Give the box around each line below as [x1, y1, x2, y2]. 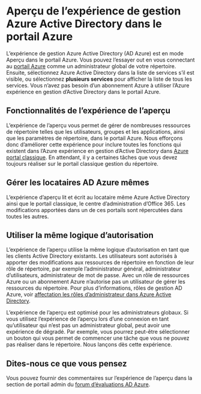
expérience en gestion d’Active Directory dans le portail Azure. [6, 88, 161, 95]
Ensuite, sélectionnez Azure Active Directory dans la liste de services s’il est [6, 69, 195, 76]
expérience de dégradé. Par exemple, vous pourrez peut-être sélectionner [6, 328, 190, 336]
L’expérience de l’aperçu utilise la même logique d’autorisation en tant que [6, 246, 190, 254]
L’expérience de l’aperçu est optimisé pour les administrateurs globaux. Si [6, 309, 189, 316]
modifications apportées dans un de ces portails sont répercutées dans [6, 206, 183, 213]
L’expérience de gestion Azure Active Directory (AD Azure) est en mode [6, 49, 184, 57]
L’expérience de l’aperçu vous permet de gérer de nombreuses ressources [6, 122, 191, 129]
